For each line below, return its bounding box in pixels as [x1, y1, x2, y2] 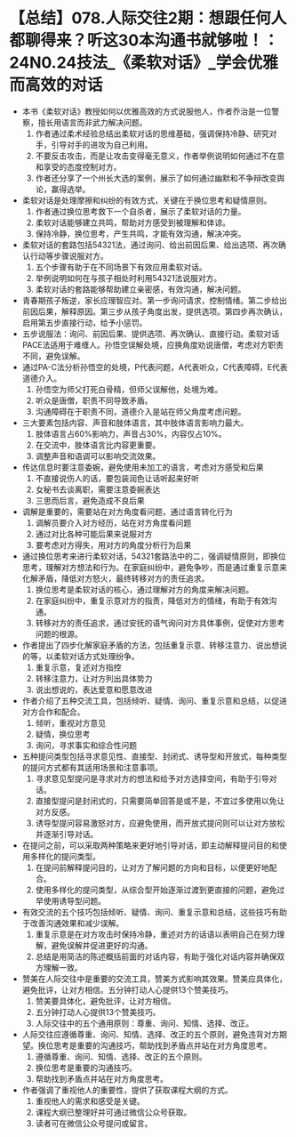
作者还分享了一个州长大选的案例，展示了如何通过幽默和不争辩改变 [35, 173, 277, 183]
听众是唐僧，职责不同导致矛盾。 [35, 395, 153, 406]
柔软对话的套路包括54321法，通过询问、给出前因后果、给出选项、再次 [21, 239, 279, 250]
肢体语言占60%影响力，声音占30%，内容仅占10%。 [35, 428, 227, 439]
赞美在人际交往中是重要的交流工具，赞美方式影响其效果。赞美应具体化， [21, 973, 287, 984]
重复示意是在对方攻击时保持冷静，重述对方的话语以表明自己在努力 [35, 929, 277, 939]
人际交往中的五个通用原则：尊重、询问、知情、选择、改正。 [35, 1018, 254, 1028]
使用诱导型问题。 [43, 895, 107, 906]
